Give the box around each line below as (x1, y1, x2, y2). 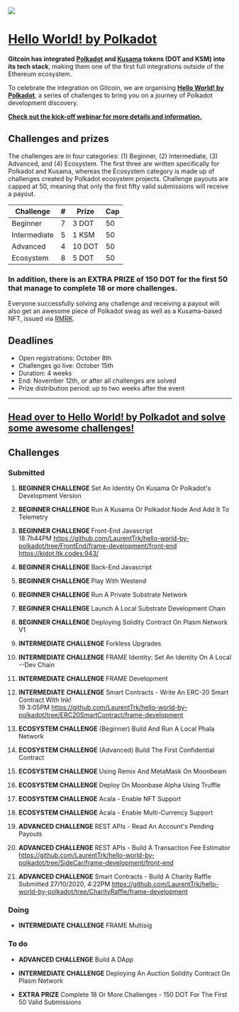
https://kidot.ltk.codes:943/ (18, 549, 99, 557)
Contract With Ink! (18, 695, 72, 704)
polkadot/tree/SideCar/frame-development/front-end (18, 858, 174, 866)
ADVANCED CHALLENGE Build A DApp (18, 955, 134, 964)
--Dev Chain (18, 660, 55, 669)
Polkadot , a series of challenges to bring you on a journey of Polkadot (8, 91, 213, 99)
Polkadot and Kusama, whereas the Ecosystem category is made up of (8, 167, 215, 175)
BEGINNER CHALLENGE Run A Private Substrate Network (18, 590, 188, 599)
